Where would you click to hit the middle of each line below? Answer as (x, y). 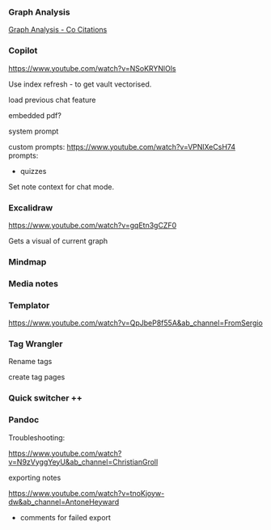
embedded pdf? (35, 115)
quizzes (33, 171)
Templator (29, 305)
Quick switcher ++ (45, 398)
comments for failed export (66, 517)
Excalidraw (31, 207)
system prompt (34, 131)
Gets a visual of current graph (58, 240)
